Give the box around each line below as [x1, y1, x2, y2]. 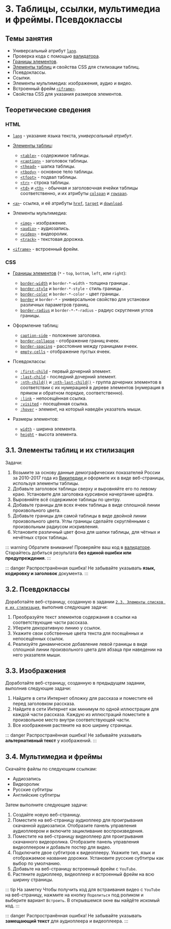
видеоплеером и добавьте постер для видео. [12, 844, 112, 851]
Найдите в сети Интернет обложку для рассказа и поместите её [12, 695, 153, 701]
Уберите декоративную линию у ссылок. [12, 624, 101, 631]
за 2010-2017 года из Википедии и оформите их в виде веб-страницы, [12, 475, 165, 481]
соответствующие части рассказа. [12, 619, 89, 625]
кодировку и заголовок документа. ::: [5, 570, 89, 576]
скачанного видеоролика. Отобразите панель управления [12, 839, 140, 845]
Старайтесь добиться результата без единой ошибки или [5, 550, 132, 556]
